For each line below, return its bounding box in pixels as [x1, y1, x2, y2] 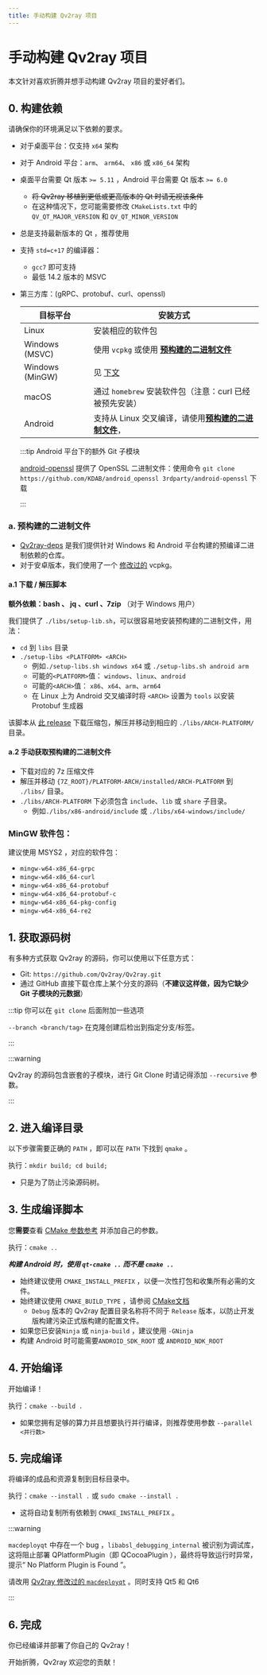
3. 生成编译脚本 [8, 1203, 83, 1216]
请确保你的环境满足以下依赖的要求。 [8, 124, 127, 134]
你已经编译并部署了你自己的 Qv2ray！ [8, 1641, 132, 1650]
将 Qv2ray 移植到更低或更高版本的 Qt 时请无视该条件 [31, 192, 204, 201]
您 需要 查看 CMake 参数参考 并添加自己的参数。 [8, 1225, 163, 1235]
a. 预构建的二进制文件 [8, 521, 91, 532]
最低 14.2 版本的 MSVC [31, 272, 107, 282]
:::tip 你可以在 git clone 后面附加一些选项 [8, 1006, 145, 1015]
